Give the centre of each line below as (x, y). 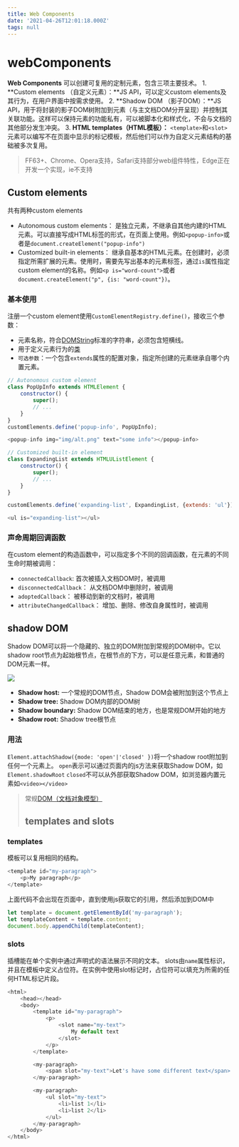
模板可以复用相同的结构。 (45, 858)
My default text (95, 1032)
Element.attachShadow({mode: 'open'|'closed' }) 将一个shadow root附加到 (118, 756)
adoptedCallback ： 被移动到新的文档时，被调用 (86, 597)
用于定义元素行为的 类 (49, 349)
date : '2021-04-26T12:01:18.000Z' (59, 21)
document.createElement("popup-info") (88, 244)
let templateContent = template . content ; (70, 919)
